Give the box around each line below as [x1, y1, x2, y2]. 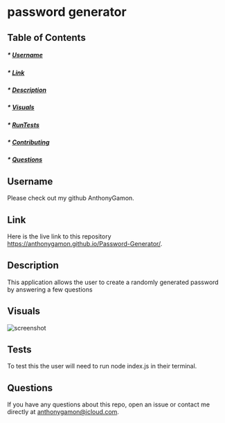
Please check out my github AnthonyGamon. [7, 194, 135, 203]
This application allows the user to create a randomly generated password [7, 278, 219, 286]
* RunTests [7, 120, 40, 129]
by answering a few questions [7, 285, 93, 294]
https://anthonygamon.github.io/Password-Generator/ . [7, 240, 163, 248]
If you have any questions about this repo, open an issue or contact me [7, 400, 210, 408]
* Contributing [7, 138, 50, 147]
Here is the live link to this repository [7, 232, 112, 241]
